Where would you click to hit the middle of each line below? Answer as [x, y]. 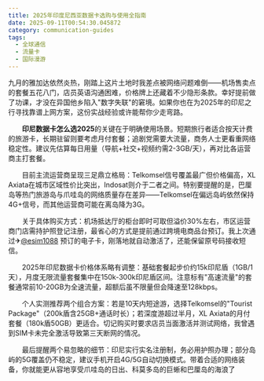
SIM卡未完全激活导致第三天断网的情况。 [80, 333]
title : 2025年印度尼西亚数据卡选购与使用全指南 [77, 15]
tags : [17, 37]
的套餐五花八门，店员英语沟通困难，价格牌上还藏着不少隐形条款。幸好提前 [128, 92]
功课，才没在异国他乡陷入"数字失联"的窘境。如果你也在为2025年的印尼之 [133, 102]
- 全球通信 [31, 45]
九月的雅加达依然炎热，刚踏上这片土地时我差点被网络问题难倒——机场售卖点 [132, 82]
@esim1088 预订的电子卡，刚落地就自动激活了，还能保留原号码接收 [130, 240]
